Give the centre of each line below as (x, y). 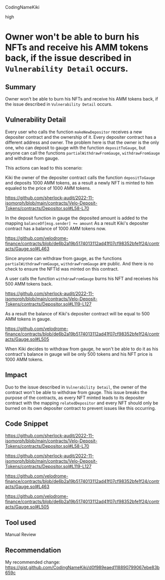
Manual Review (21, 535)
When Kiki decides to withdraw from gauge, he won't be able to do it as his (82, 349)
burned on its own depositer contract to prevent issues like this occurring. (81, 408)
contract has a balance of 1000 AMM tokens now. (56, 228)
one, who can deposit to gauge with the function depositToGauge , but (75, 147)
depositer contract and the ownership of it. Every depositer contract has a (81, 137)
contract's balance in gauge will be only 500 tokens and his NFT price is (79, 354)
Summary (21, 87)
